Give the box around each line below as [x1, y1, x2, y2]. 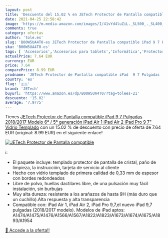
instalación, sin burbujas [12, 186, 63, 192]
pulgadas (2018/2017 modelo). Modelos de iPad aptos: [12, 207, 125, 213]
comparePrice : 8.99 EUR [5, 68, 55, 73]
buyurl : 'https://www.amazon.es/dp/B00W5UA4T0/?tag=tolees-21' [5, 91, 140, 96]
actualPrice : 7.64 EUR [5, 53, 52, 59]
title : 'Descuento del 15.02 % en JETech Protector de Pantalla [5, 12, 142, 17]
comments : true [5, 26, 37, 31]
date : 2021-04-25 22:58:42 [5, 16, 61, 21]
